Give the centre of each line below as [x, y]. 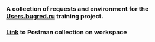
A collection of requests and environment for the [77, 9]
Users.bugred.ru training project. [55, 16]
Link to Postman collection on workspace [67, 32]
